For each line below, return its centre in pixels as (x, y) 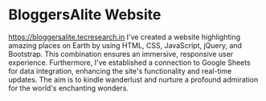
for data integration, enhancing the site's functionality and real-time (120, 71)
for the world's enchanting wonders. (68, 88)
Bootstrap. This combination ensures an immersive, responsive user (121, 54)
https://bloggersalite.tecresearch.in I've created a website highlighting (125, 37)
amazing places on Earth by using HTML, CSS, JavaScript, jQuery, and (125, 45)
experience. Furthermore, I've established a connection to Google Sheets (129, 63)
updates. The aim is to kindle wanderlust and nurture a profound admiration (133, 79)
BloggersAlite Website (85, 15)
